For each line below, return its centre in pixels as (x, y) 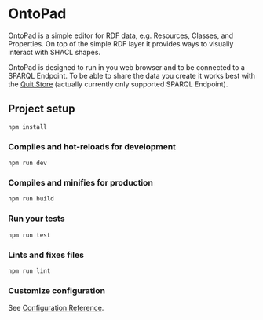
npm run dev (27, 163)
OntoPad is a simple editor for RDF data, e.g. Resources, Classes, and (121, 35)
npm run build (31, 199)
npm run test (29, 235)
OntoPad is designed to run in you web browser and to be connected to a (127, 67)
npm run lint (29, 271)
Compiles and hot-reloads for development (92, 146)
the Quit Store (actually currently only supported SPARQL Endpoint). (118, 84)
